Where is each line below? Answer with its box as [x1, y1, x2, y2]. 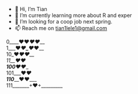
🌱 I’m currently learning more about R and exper [14, 12, 132, 19]
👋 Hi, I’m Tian [14, 6, 47, 12]
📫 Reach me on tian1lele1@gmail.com [14, 25, 108, 32]
